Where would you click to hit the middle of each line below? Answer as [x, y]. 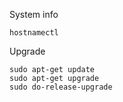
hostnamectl [34, 33]
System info [34, 14]
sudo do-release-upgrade [61, 87]
